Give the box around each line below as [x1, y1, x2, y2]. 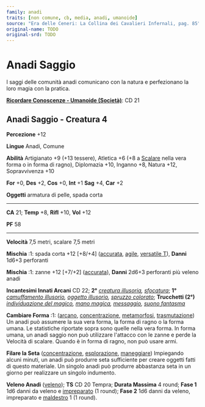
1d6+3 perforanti [6, 256, 49, 264]
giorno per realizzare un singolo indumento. [6, 368, 117, 376]
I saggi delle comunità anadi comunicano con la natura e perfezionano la [6, 78, 189, 86]
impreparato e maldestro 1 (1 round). [6, 394, 98, 401]
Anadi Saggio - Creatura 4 [6, 114, 108, 125]
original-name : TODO [6, 26, 59, 32]
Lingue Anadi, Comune [6, 142, 65, 150]
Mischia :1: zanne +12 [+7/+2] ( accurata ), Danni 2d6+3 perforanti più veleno [6, 268, 199, 275]
